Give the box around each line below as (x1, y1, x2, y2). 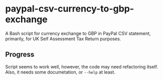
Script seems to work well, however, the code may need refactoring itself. (5, 63, 158, 69)
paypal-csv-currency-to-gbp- (5, 3, 134, 15)
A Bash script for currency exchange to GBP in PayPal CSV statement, (5, 30, 151, 36)
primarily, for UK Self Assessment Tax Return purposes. (5, 36, 121, 42)
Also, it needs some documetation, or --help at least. (5, 69, 116, 75)
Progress (5, 50, 34, 59)
